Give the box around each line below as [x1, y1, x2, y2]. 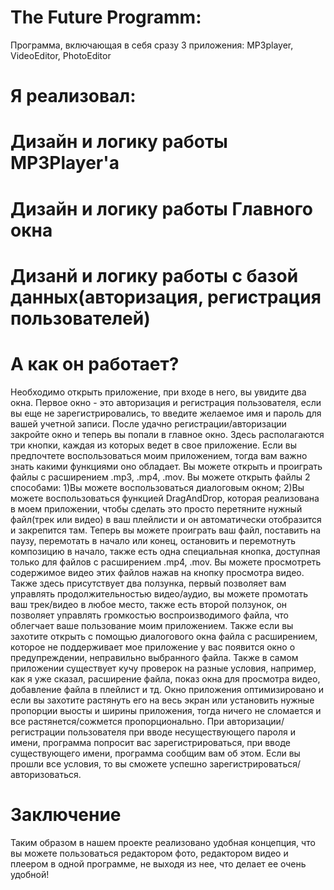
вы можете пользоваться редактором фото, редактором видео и [10, 847, 289, 859]
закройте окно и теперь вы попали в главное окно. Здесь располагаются [10, 428, 325, 440]
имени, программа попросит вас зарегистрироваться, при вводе [10, 736, 291, 748]
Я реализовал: [10, 85, 137, 108]
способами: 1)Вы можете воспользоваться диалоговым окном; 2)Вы [10, 481, 305, 493]
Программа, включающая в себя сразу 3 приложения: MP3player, [10, 39, 294, 51]
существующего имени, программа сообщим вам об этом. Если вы [10, 747, 301, 759]
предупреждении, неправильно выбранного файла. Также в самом [10, 651, 299, 663]
